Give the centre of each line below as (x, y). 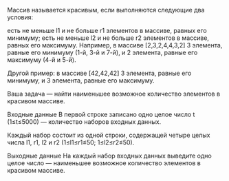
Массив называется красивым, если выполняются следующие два (106, 10)
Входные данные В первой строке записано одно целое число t (101, 114)
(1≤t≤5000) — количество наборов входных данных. (84, 122)
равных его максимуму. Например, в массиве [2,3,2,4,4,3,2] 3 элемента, (115, 45)
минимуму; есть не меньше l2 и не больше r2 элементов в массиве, (108, 38)
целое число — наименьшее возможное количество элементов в (104, 163)
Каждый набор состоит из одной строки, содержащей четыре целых (109, 135)
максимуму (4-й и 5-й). (42, 60)
